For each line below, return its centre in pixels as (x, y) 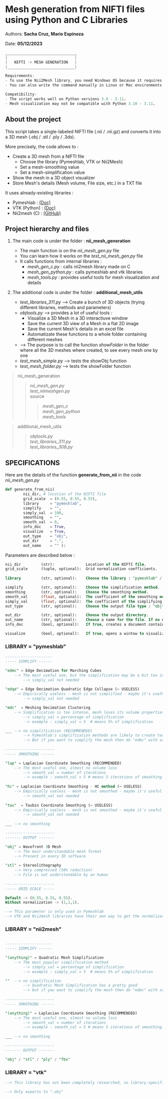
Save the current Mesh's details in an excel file (75, 329)
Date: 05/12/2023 (24, 43)
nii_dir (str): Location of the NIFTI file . (76, 564)
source (37, 396)
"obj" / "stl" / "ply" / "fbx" (38, 1059)
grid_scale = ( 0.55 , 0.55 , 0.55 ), (60, 498)
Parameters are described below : (40, 555)
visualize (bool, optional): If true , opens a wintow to (74, 634)
